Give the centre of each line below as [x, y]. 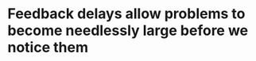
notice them [48, 48]
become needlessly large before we [128, 30]
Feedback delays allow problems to [126, 14]
